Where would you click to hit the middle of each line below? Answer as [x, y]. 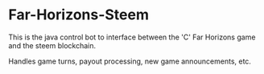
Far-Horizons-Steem [78, 15]
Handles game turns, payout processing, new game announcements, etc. [130, 61]
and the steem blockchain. [52, 45]
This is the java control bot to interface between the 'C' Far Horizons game [132, 37]
